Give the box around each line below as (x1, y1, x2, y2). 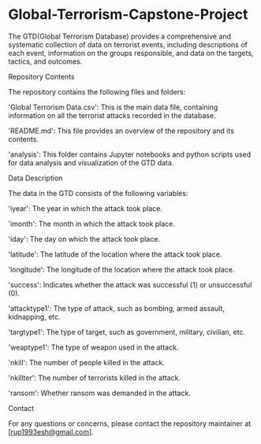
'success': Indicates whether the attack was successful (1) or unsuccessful (8, 279, 252, 289)
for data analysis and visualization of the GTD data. (8, 157, 174, 167)
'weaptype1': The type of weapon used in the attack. (8, 342, 179, 352)
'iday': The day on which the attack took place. (8, 234, 160, 243)
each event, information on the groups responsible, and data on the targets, (8, 48, 254, 57)
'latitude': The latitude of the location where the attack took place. (8, 250, 222, 259)
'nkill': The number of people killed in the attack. (8, 357, 166, 367)
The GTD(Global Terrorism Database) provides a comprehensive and (8, 31, 231, 41)
